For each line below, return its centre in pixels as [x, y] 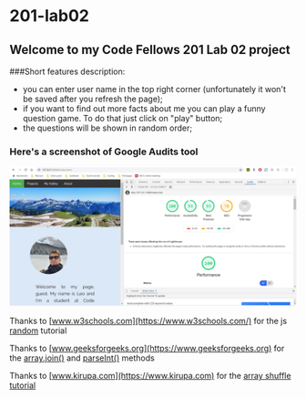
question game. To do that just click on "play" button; [122, 118]
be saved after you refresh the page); [93, 99]
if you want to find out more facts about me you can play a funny [144, 109]
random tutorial [38, 331]
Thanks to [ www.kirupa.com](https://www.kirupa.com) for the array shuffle [150, 376]
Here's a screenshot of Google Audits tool [104, 152]
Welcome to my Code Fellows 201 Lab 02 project [150, 50]
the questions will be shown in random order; [107, 128]
